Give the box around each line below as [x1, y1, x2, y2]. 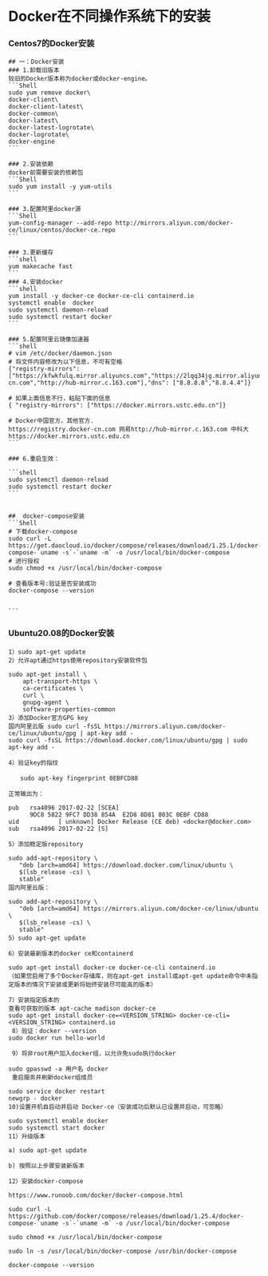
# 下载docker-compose [8, 528, 78, 536]
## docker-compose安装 [8, 512, 85, 520]
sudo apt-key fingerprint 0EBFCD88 [19, 774, 139, 782]
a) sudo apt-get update [8, 1146, 88, 1155]
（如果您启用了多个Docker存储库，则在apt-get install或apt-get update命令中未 [8, 972, 253, 980]
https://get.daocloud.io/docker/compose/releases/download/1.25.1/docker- [8, 542, 262, 550]
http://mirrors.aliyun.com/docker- [115, 219, 234, 228]
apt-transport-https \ [22, 677, 98, 686]
